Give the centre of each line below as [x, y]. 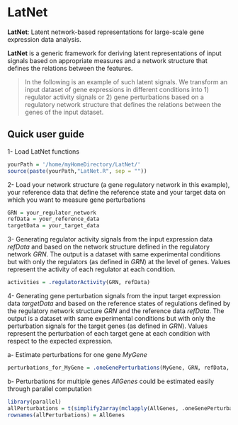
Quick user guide [46, 134]
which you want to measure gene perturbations [76, 200]
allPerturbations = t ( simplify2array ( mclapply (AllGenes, [93, 408]
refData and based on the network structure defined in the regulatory [109, 247]
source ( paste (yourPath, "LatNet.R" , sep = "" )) [77, 171]
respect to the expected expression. [60, 341]
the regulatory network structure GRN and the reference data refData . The [116, 311]
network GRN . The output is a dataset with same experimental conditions [114, 254]
